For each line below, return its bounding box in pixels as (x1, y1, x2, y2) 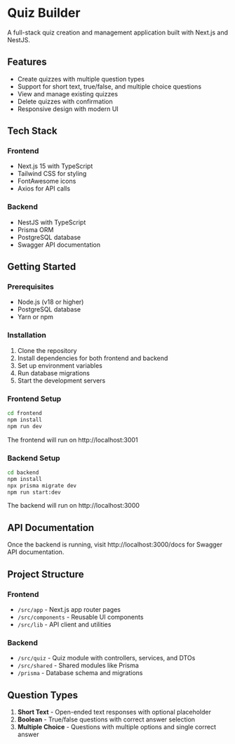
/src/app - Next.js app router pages (17, 605, 121, 613)
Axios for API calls (17, 184, 71, 193)
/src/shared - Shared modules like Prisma (17, 661, 139, 669)
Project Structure (7, 568, 84, 580)
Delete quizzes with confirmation (17, 97, 114, 105)
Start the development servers (17, 376, 106, 385)
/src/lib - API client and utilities (17, 620, 112, 629)
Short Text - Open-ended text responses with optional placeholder (17, 708, 212, 717)
